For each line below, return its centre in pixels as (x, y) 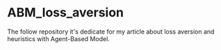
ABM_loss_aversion (65, 13)
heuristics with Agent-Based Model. (58, 38)
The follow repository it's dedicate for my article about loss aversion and (111, 32)
